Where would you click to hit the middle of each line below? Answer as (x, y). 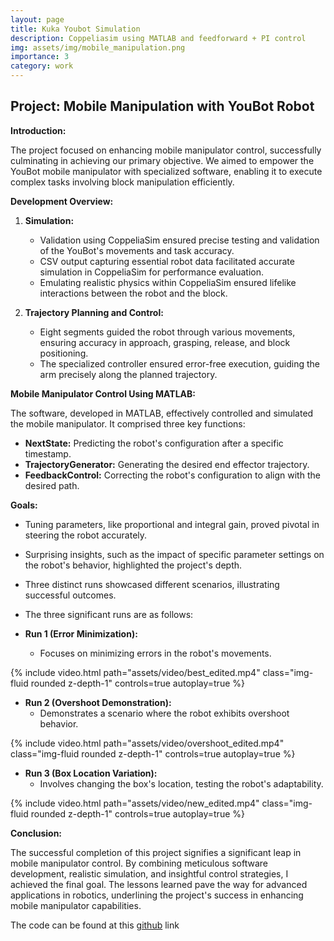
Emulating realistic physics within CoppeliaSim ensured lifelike (168, 282)
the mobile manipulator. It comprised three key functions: (128, 423)
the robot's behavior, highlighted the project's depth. (133, 565)
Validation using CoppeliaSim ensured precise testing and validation (179, 240)
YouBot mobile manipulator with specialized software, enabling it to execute (166, 171)
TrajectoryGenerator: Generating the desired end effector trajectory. (167, 464)
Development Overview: (62, 201)
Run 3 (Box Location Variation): (91, 773)
